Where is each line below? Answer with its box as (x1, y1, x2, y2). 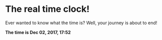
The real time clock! (5, 3, 90, 15)
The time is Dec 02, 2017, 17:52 (5, 29, 71, 35)
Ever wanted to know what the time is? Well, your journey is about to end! (5, 20, 157, 26)
